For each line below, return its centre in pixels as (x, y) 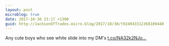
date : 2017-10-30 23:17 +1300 (37, 19)
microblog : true (22, 14)
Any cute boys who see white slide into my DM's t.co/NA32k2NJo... (76, 38)
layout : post (19, 10)
